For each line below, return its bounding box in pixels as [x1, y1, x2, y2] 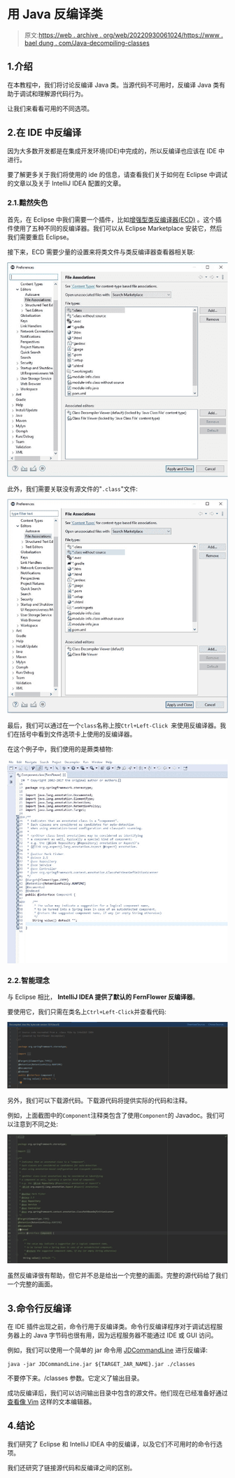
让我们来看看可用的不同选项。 [7, 104, 93, 113]
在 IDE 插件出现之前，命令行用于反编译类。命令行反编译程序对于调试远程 [7, 1322, 217, 1330]
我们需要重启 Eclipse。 [7, 232, 73, 241]
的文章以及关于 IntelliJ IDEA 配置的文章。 [7, 179, 125, 187]
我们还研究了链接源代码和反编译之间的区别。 [7, 1463, 136, 1472]
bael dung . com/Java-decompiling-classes [24, 38, 150, 47]
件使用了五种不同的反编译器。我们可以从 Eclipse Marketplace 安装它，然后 [7, 224, 222, 232]
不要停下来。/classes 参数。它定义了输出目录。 [7, 1374, 143, 1382]
